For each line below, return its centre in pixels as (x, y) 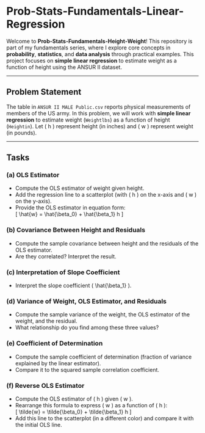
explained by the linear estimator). (58, 363)
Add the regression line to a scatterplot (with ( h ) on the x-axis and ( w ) (106, 195)
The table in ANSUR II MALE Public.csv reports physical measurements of (99, 107)
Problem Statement (44, 92)
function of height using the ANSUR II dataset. (64, 67)
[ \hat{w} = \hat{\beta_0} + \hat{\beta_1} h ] (69, 214)
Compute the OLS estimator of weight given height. (80, 188)
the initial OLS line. (38, 424)
